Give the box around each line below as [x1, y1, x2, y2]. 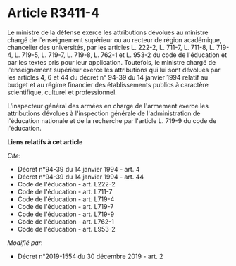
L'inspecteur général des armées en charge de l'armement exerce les [7, 101, 209, 110]
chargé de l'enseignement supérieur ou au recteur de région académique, [7, 35, 222, 44]
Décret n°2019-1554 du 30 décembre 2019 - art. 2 [17, 252, 163, 260]
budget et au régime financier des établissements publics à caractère [7, 80, 209, 89]
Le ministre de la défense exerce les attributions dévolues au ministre [7, 28, 209, 37]
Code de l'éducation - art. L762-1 [17, 217, 114, 226]
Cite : [7, 151, 21, 160]
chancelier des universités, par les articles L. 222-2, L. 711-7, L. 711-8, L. [7, 43, 215, 51]
